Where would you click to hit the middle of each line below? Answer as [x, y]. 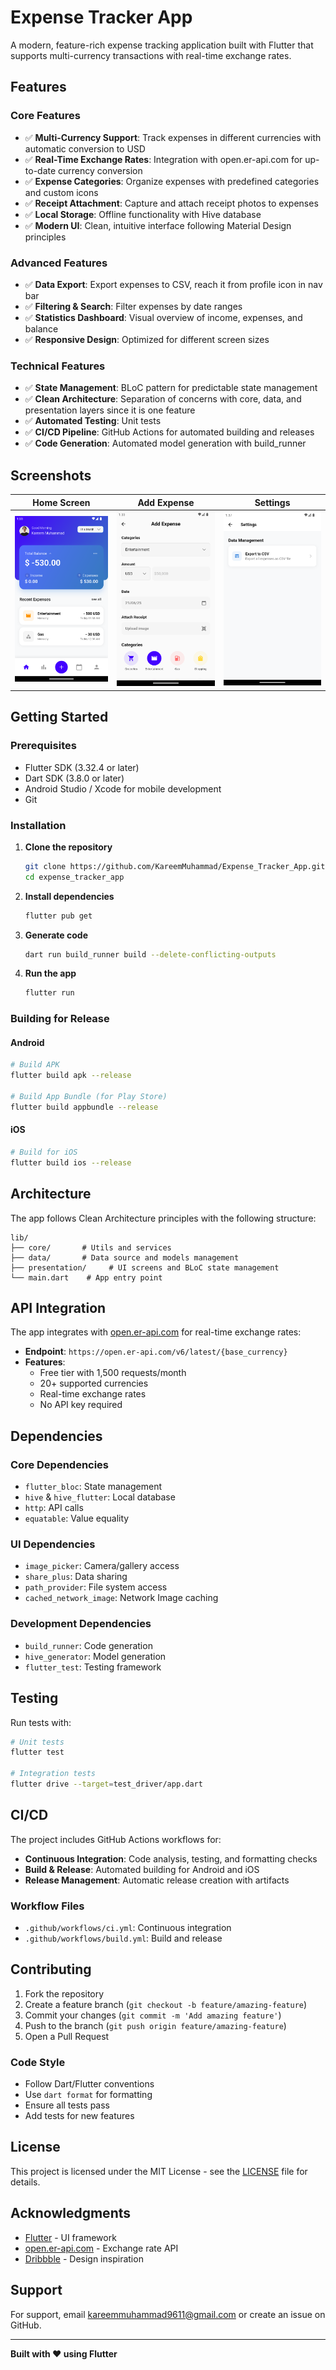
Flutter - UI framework [70, 2237]
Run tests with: [41, 1722]
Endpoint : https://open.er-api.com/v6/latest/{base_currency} [156, 1352]
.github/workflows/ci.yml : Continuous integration [128, 1927]
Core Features [45, 116]
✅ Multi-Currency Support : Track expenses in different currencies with [173, 137]
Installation [38, 825]
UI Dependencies [53, 1544]
